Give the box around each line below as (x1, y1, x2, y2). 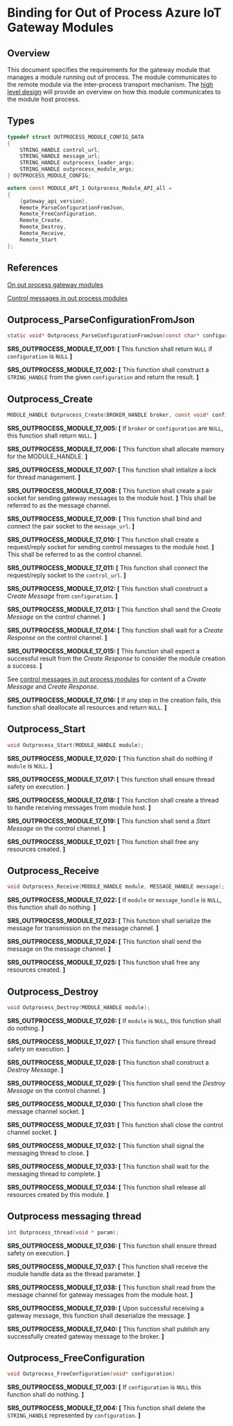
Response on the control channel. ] (7, 633, 107, 642)
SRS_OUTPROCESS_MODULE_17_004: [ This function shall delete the (7, 1404, 206, 1412)
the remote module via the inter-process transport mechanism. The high (7, 80, 214, 88)
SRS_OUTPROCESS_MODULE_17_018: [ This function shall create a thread (7, 796, 219, 804)
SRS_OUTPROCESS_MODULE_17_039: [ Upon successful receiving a (7, 1304, 205, 1312)
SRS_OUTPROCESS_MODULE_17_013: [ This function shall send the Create (7, 605, 222, 613)
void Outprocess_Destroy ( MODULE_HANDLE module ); (7, 1004, 150, 1011)
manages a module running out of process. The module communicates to (7, 73, 217, 81)
